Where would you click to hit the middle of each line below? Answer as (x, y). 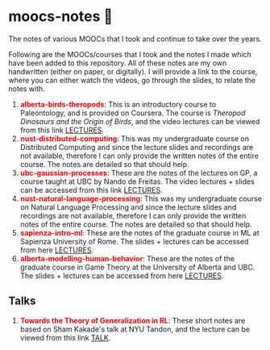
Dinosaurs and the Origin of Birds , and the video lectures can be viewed (140, 121)
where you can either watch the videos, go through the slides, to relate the (132, 80)
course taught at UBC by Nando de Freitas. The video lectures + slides (137, 181)
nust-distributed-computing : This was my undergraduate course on (135, 138)
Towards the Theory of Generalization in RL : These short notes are (133, 320)
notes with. (27, 89)
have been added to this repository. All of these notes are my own (118, 63)
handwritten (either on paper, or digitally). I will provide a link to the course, (133, 71)
